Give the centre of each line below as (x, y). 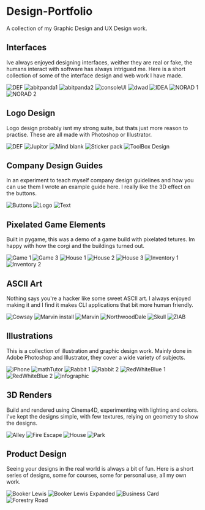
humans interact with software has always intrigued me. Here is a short (96, 69)
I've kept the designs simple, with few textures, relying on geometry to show (102, 416)
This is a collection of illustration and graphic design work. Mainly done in (99, 350)
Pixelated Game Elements (56, 224)
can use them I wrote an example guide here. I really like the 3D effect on (99, 187)
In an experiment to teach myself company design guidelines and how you (100, 180)
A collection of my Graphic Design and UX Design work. (77, 28)
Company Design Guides (55, 165)
